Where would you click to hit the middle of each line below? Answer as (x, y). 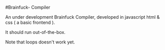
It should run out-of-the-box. (36, 32)
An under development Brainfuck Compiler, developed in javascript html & (82, 17)
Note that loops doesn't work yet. (40, 42)
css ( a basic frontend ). (30, 22)
